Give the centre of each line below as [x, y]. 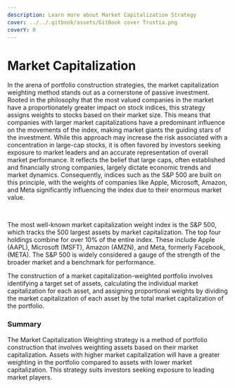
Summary [25, 325]
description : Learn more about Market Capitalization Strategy [102, 15]
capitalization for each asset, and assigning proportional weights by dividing [118, 291]
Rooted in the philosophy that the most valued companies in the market [110, 100]
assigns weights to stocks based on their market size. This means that [109, 115]
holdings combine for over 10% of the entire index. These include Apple [111, 240]
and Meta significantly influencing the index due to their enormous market [115, 190]
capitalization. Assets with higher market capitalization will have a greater [114, 354]
